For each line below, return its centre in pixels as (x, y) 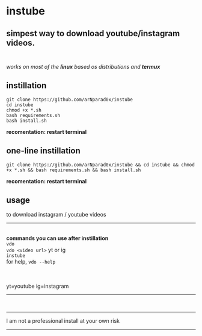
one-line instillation (44, 151)
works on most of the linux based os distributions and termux (83, 67)
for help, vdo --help (31, 262)
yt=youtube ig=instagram (38, 286)
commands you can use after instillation (57, 238)
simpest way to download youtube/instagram (93, 33)
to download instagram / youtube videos (56, 215)
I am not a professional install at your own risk (63, 321)
